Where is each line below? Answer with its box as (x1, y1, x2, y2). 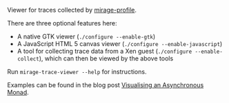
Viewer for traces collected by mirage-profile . (7, 6, 137, 14)
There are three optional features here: (7, 19, 117, 27)
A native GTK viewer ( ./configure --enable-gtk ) (17, 32, 156, 41)
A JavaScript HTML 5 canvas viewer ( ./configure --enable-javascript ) (17, 40, 223, 47)
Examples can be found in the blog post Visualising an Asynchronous (7, 81, 204, 89)
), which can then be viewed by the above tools (39, 54, 174, 62)
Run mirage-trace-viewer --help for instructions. (7, 68, 147, 76)
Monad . (7, 89, 29, 96)
